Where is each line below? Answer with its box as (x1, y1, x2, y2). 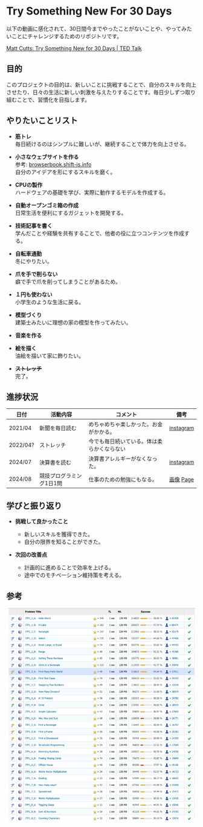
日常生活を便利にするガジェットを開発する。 (14, 209, 127, 216)
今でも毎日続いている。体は (88, 437, 158, 445)
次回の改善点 (14, 551, 47, 558)
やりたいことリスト (6, 116, 78, 126)
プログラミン (50, 472, 82, 479)
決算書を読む (39, 459, 71, 466)
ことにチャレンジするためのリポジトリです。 (11, 32, 123, 40)
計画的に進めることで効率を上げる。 (24, 564, 115, 571)
